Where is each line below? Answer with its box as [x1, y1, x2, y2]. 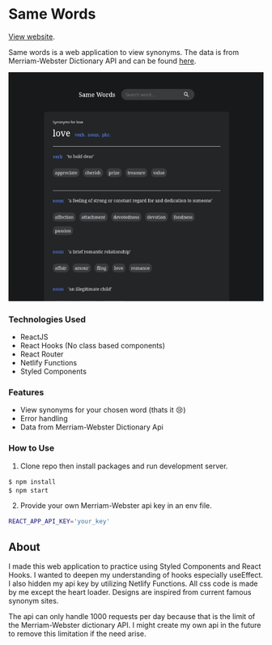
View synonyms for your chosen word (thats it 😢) [19, 405, 186, 415]
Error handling [19, 414, 68, 424]
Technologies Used [8, 314, 87, 325]
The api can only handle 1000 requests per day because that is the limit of [8, 612, 256, 622]
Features [8, 387, 45, 398]
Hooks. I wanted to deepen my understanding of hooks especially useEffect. [8, 570, 263, 580]
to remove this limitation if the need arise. [8, 629, 147, 639]
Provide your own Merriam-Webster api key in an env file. [19, 501, 212, 510]
